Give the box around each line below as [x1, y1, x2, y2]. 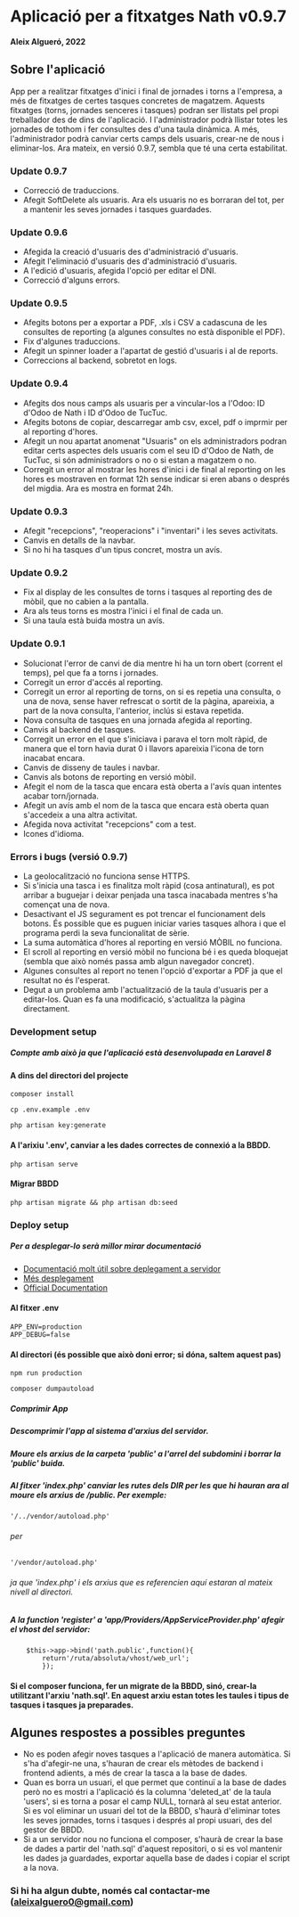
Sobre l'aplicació [10, 62, 106, 78]
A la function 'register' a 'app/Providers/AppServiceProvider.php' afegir [10, 1614, 285, 1625]
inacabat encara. [22, 752, 85, 763]
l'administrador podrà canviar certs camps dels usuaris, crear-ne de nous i [10, 133, 284, 143]
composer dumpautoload [10, 1384, 94, 1394]
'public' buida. [10, 1457, 66, 1468]
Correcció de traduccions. [22, 184, 119, 195]
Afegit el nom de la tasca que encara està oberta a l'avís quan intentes [22, 781, 282, 791]
